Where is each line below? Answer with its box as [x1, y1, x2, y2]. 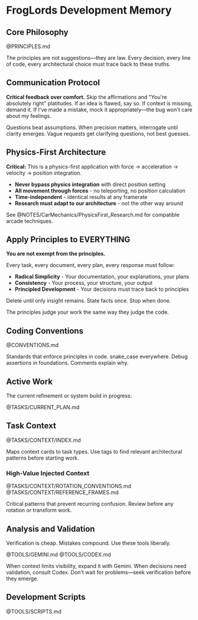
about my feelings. [6, 112, 51, 119]
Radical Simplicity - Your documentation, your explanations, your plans [14, 273, 189, 280]
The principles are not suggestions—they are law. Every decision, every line [6, 54, 191, 61]
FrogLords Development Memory [6, 4, 172, 17]
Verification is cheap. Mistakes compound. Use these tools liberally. [6, 539, 171, 547]
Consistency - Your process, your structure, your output [14, 280, 153, 287]
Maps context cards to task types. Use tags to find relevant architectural [6, 448, 182, 455]
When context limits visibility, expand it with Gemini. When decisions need [6, 562, 187, 569]
